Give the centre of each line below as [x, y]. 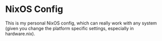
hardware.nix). [20, 33]
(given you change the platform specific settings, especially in [70, 28]
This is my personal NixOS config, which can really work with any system [81, 23]
